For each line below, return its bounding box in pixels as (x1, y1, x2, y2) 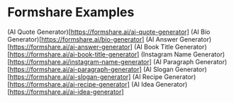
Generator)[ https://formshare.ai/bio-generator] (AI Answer (7, 35, 179, 43)
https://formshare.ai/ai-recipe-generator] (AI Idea (9, 80, 155, 88)
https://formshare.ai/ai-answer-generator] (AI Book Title (9, 42, 174, 51)
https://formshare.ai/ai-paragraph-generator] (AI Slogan (9, 65, 174, 73)
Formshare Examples (7, 4, 135, 20)
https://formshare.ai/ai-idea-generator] (9, 87, 124, 96)
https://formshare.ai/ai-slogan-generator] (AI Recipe (9, 72, 163, 81)
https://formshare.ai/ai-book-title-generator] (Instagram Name (9, 50, 191, 59)
